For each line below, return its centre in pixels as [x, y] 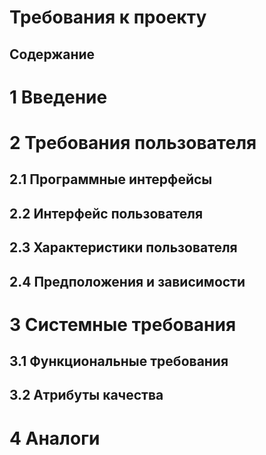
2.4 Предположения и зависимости [127, 281]
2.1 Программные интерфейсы [111, 179]
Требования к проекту [108, 17]
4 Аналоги [55, 438]
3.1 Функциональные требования [119, 361]
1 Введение [58, 97]
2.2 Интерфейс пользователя [106, 213]
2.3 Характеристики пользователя [123, 247]
